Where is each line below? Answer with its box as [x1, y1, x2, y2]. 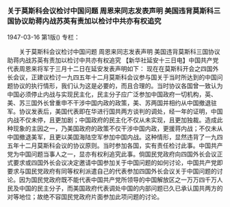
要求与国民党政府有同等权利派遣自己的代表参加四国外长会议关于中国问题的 [7, 167, 217, 176]
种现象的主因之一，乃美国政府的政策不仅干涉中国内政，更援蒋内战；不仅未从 [7, 124, 223, 133]
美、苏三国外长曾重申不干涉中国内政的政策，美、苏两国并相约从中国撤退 [7, 99, 211, 107]
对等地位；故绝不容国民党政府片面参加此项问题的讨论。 [7, 193, 163, 201]
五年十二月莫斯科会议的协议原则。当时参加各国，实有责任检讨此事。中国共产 [7, 141, 223, 150]
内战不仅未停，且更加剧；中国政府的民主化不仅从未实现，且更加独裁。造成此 [7, 116, 223, 124]
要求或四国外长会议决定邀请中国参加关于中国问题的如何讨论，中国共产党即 [12, 158, 223, 167]
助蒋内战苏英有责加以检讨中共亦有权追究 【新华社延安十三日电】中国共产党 [7, 56, 219, 64]
